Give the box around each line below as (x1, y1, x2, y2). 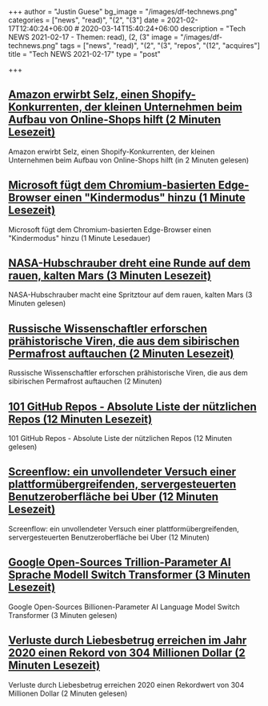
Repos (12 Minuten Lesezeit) (8, 412, 153, 426)
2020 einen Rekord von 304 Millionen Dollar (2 (8, 646, 246, 660)
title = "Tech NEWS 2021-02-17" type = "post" (8, 50, 162, 58)
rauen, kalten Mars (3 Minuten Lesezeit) (8, 269, 212, 283)
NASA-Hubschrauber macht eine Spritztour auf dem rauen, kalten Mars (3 (8, 290, 253, 299)
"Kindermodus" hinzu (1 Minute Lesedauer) (8, 233, 151, 243)
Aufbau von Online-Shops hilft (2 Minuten (8, 113, 222, 126)
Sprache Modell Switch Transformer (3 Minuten (8, 568, 250, 582)
